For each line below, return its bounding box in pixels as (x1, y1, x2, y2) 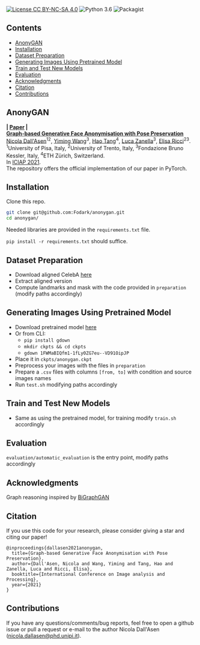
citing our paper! (6, 533, 47, 541)
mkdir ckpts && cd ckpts (23, 344, 86, 350)
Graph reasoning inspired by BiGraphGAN (6, 494, 109, 501)
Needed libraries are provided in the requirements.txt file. (6, 226, 151, 234)
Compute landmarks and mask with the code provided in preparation (14, 283, 186, 291)
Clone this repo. (6, 198, 46, 205)
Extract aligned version (14, 277, 73, 285)
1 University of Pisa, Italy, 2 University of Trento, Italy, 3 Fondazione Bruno (6, 144, 184, 151)
